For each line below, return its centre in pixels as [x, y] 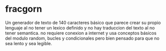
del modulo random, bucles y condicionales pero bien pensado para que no [82, 38]
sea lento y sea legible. [29, 43]
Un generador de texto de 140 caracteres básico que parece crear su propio [83, 23]
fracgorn [24, 9]
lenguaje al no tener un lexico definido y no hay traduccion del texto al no [80, 27]
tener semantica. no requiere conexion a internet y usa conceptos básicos [81, 33]
